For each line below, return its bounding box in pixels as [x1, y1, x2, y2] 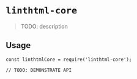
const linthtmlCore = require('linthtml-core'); [6, 57, 132, 63]
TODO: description [20, 22, 68, 30]
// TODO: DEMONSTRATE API [6, 67, 72, 73]
